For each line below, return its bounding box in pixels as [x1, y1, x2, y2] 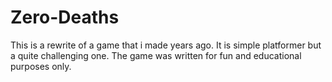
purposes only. [10, 60, 72, 72]
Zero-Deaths [10, 6, 120, 29]
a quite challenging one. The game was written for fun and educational [10, 49, 302, 61]
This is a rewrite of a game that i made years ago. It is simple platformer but [10, 39, 322, 51]
